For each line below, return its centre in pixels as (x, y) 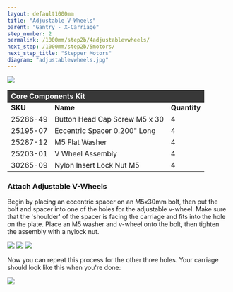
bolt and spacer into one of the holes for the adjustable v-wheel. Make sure (117, 209)
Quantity (186, 107)
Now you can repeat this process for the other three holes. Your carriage (113, 260)
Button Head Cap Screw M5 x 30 (109, 119)
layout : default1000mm (41, 14)
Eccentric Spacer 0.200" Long (105, 130)
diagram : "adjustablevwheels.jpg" (58, 60)
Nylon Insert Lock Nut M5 (97, 165)
